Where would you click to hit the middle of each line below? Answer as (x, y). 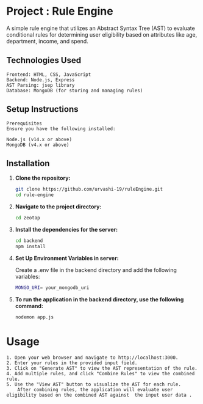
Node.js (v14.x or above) (39, 139)
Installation (28, 163)
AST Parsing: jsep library (41, 85)
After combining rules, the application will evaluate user (95, 390)
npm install (30, 246)
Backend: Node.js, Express (41, 80)
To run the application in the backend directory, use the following (99, 299)
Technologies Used (44, 60)
